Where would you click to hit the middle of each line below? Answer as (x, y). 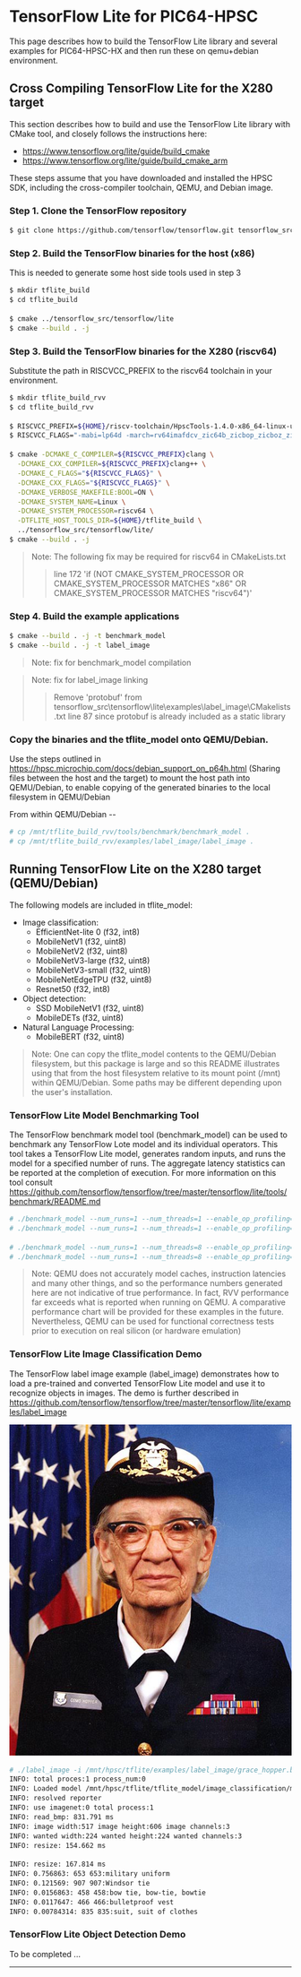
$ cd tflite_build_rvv (52, 407)
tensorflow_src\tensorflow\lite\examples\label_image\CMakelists (172, 706)
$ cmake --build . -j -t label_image (80, 646)
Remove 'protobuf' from (98, 697)
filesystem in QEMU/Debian (60, 797)
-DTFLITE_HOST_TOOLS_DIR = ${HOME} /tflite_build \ (110, 521)
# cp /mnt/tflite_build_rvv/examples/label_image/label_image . (132, 842)
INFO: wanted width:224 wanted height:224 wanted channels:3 (126, 1836)
